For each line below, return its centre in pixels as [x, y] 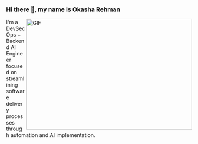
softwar [15, 91]
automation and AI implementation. [53, 135]
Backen [15, 41]
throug [14, 129]
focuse [14, 66]
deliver [14, 104]
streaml [15, 78]
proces [15, 116]
